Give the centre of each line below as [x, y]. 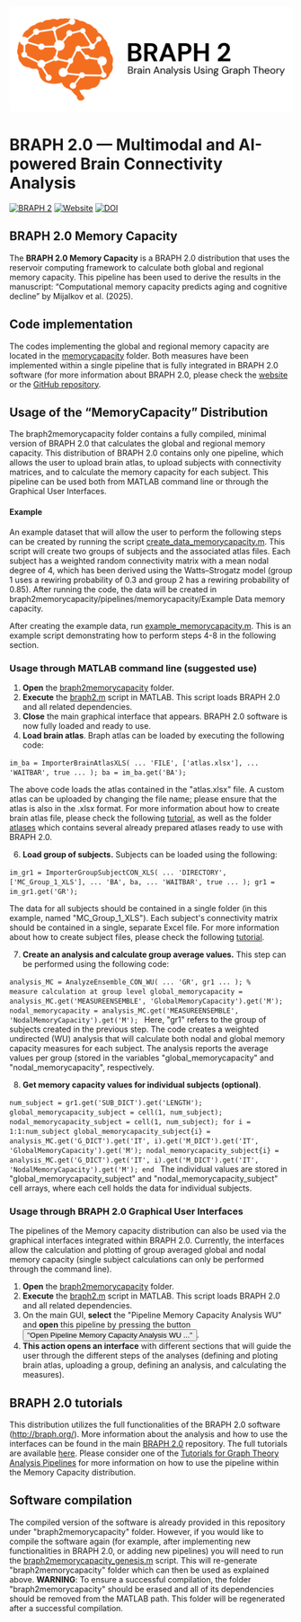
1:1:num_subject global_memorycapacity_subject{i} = [110, 1131]
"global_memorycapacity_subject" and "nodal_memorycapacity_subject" [144, 1178]
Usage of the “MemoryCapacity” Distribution [139, 412]
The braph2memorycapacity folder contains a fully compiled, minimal [138, 434]
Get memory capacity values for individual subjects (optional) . [142, 1085]
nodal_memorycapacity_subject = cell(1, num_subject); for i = [130, 1121]
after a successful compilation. [66, 1608]
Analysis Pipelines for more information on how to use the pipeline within [144, 1463]
